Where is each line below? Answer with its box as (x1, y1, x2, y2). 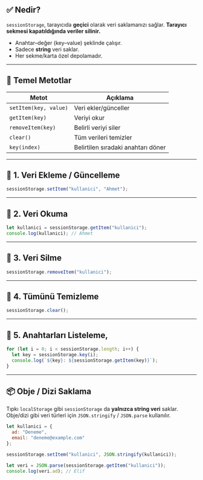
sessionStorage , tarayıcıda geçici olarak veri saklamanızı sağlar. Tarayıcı (6, 21, 187, 28)
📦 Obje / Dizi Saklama (6, 386, 92, 396)
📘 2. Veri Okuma (6, 209, 68, 219)
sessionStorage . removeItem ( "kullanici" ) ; (6, 269, 112, 275)
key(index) (9, 144, 40, 150)
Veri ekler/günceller (74, 103, 130, 112)
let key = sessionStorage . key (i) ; (11, 351, 98, 357)
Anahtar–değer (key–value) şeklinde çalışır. (14, 39, 122, 46)
